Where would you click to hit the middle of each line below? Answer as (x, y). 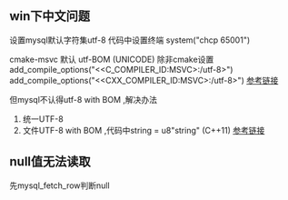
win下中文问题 (50, 16)
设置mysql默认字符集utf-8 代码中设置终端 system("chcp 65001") (130, 40)
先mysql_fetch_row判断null (60, 185)
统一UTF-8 (43, 119)
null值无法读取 (50, 162)
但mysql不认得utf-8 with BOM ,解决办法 (83, 99)
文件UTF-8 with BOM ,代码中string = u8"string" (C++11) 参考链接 (144, 130)
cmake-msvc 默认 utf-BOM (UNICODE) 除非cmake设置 (112, 59)
